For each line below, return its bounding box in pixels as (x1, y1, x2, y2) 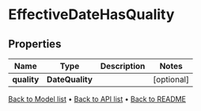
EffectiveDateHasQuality (8, 6, 175, 24)
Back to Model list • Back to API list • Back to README (8, 94, 186, 104)
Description (100, 61, 146, 71)
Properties (8, 37, 62, 51)
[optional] (153, 74, 190, 85)
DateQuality (46, 74, 93, 85)
